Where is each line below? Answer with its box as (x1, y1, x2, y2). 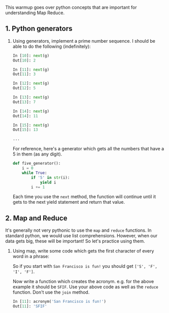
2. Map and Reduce (5, 213, 67, 223)
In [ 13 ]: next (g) (12, 95, 50, 100)
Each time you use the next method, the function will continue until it (12, 194, 156, 200)
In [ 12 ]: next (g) (12, 81, 50, 86)
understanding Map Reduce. (5, 10, 65, 16)
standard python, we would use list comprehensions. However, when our (5, 233, 158, 239)
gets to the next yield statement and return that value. (12, 199, 125, 205)
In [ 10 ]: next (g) (12, 53, 50, 58)
